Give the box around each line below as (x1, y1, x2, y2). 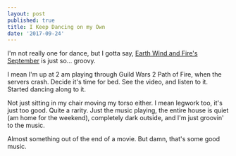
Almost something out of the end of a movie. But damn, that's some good (7, 135, 221, 143)
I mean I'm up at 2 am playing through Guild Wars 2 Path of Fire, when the (7, 70, 222, 79)
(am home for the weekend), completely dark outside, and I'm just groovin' (7, 114, 224, 122)
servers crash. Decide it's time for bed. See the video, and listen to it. (7, 78, 208, 86)
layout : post (7, 10, 46, 18)
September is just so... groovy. (7, 57, 96, 65)
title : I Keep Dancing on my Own (7, 23, 106, 30)
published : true (7, 17, 55, 24)
